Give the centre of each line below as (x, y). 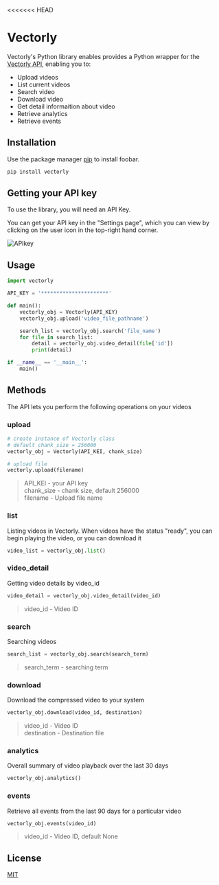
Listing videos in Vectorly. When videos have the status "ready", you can (110, 531)
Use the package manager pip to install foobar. (73, 159)
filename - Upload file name (63, 498)
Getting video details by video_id (53, 583)
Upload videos (37, 77)
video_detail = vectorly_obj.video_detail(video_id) (84, 596)
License (24, 858)
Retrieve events (39, 121)
